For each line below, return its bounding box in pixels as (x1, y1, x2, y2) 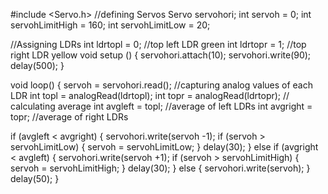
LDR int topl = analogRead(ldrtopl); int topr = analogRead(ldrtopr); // (10, 90, 290, 101)
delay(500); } (10, 60, 65, 71)
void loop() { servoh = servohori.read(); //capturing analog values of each (10, 79, 314, 91)
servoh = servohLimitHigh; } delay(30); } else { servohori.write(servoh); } (10, 162, 311, 174)
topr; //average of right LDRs (10, 111, 129, 123)
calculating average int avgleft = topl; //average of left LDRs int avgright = (10, 100, 313, 112)
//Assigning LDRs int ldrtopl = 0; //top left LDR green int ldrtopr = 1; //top (10, 39, 307, 50)
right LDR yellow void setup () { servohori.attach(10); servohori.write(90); (10, 49, 312, 61)
